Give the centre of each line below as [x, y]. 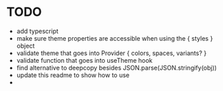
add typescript [37, 31]
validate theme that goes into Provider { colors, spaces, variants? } [111, 53]
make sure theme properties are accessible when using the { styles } [115, 38]
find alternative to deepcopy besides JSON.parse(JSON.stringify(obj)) [117, 68]
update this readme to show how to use [73, 75]
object [26, 45]
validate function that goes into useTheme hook [84, 60]
